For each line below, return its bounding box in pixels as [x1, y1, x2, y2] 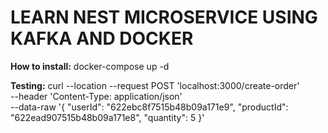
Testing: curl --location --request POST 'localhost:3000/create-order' [10, 79, 300, 91]
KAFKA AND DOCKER [10, 27, 194, 50]
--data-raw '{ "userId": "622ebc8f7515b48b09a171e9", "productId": [10, 101, 289, 113]
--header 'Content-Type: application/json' [10, 90, 183, 102]
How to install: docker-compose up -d [10, 60, 170, 72]
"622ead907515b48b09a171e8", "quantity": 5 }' [10, 111, 205, 123]
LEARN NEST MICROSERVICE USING [10, 6, 318, 29]
